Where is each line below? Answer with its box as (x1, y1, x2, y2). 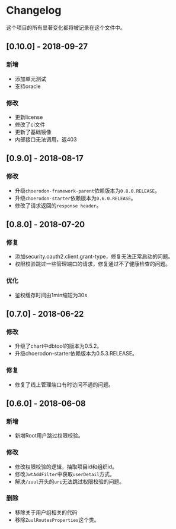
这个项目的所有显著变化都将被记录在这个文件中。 (6, 24, 126, 31)
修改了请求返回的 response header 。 (14, 201, 102, 209)
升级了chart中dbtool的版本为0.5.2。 (14, 342, 103, 349)
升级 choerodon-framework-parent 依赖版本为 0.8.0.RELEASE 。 (14, 187, 161, 194)
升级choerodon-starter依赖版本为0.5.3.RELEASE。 (14, 350, 138, 357)
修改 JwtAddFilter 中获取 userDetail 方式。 (14, 470, 116, 477)
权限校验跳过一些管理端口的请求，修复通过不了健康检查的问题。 (14, 260, 171, 267)
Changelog (6, 4, 62, 17)
